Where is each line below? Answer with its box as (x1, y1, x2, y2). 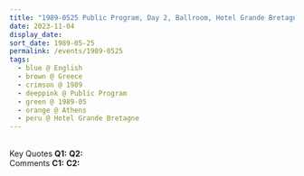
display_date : (9, 30, 63, 39)
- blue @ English (17, 64, 83, 73)
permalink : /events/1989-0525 (9, 47, 124, 56)
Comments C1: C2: (9, 158, 81, 169)
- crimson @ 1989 (17, 80, 83, 89)
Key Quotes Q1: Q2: (9, 148, 83, 159)
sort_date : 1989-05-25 (9, 38, 95, 48)
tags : (9, 55, 30, 64)
